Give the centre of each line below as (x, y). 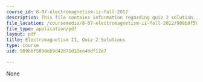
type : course (23, 46)
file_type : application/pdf (42, 29)
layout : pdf (21, 34)
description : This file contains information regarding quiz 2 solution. (101, 17)
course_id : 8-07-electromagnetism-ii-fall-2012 (67, 12)
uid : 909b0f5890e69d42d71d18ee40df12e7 (56, 51)
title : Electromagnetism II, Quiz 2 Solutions (66, 40)
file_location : (25, 23)
